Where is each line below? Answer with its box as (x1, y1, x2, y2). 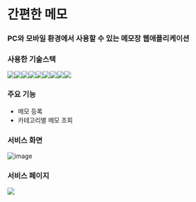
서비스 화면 (7, 135, 43, 145)
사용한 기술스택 (7, 55, 57, 64)
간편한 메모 (7, 6, 68, 23)
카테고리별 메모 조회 (17, 116, 73, 124)
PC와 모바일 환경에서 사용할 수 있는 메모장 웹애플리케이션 (7, 33, 190, 43)
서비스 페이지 (7, 171, 50, 181)
